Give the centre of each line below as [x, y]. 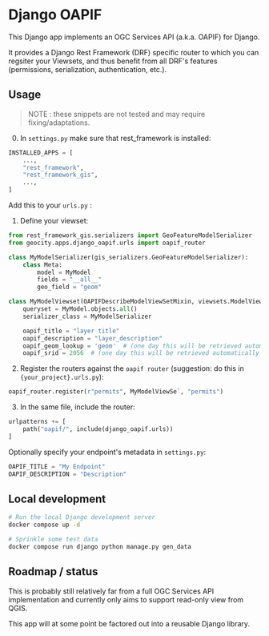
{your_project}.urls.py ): [62, 377]
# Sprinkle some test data [53, 539]
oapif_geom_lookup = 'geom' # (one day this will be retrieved [132, 346]
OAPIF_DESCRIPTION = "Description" [68, 474]
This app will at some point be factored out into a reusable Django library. [129, 623]
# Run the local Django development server [82, 517]
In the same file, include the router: [78, 407]
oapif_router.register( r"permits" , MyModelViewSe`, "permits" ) [116, 392]
